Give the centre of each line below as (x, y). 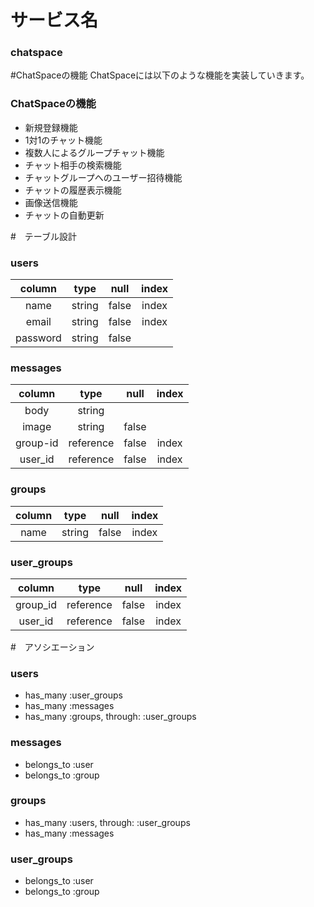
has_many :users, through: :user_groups (107, 822)
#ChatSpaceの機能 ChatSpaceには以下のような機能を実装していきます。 (160, 75)
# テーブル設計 (44, 236)
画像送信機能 (51, 202)
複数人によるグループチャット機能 (94, 152)
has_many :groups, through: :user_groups (110, 717)
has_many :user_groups (73, 695)
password (38, 338)
